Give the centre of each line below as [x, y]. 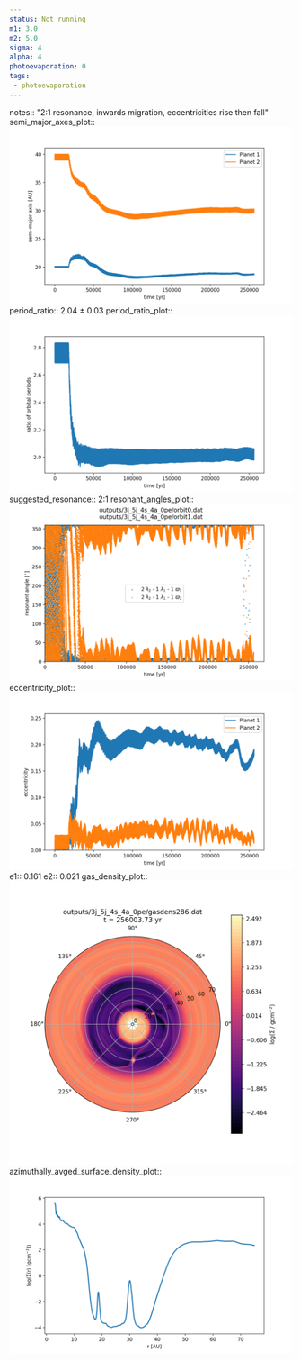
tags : [19, 77]
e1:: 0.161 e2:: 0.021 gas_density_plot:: [79, 876]
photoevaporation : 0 [48, 67]
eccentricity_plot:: [42, 687]
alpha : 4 [26, 57]
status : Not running [48, 19]
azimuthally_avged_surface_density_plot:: [85, 1171]
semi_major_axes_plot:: [53, 122]
